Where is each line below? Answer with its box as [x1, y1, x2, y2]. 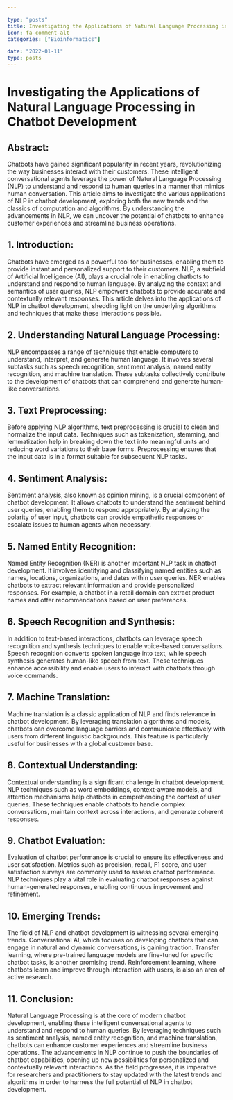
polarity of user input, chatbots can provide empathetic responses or [7, 513, 204, 521]
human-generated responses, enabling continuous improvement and [7, 883, 204, 891]
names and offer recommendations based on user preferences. [7, 596, 189, 604]
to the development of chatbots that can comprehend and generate [7, 377, 200, 385]
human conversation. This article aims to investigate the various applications [7, 189, 226, 198]
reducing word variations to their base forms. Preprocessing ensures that [7, 445, 216, 453]
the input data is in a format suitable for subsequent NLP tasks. [7, 452, 187, 461]
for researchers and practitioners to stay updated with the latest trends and [7, 1070, 222, 1078]
